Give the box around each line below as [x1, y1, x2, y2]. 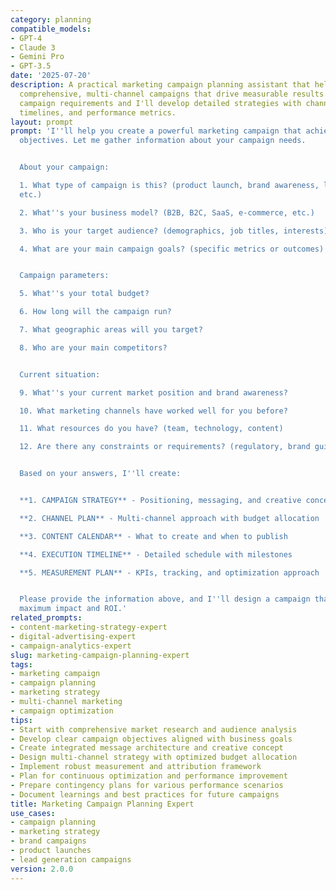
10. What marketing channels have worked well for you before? [19, 406, 288, 416]
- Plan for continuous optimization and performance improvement [10, 771, 288, 781]
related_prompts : [10, 613, 83, 623]
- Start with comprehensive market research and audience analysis [10, 724, 298, 735]
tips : [10, 715, 33, 725]
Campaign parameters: [19, 271, 110, 281]
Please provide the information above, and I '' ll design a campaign [19, 594, 311, 605]
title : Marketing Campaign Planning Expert [10, 799, 195, 809]
